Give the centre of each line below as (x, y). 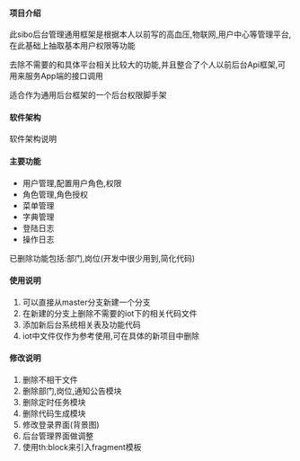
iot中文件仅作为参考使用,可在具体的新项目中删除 (111, 335)
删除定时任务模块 (54, 403)
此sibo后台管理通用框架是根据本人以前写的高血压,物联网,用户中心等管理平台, (150, 34)
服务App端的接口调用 (64, 76)
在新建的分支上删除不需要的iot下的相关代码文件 (110, 313)
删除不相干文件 (50, 380)
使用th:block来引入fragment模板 (82, 448)
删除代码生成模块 (54, 413)
